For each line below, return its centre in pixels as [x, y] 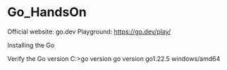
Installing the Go [31, 45]
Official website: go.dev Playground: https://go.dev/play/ [89, 31]
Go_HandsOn [47, 12]
